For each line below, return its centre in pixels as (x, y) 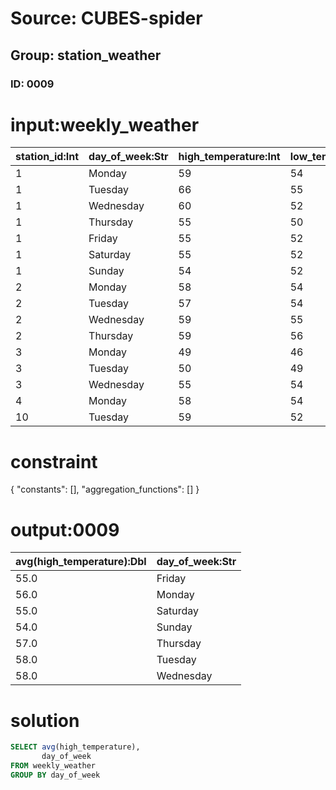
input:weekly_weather (105, 124)
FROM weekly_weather (53, 766)
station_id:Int (47, 157)
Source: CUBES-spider (106, 18)
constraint (54, 461)
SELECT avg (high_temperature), (75, 747)
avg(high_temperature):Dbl (81, 562)
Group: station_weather (86, 55)
